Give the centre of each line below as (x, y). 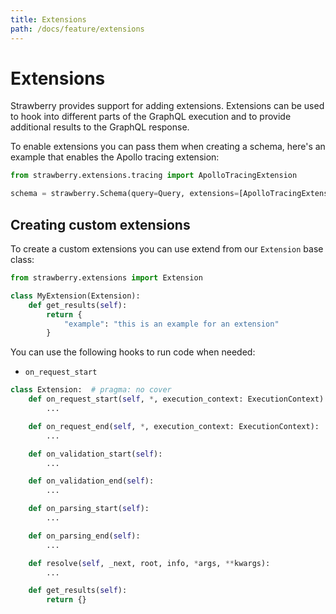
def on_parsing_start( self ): (89, 509)
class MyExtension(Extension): (75, 296)
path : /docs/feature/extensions (77, 29)
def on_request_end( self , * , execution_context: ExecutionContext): (174, 426)
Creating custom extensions (100, 224)
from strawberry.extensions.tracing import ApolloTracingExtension (154, 176)
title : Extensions (48, 19)
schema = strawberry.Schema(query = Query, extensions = (125, 194)
